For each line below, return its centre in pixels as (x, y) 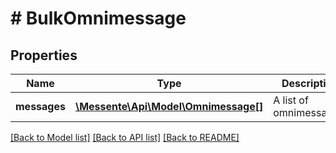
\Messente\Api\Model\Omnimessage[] (169, 106)
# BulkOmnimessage (98, 18)
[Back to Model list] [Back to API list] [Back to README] (125, 137)
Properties (44, 55)
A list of (291, 100)
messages (40, 106)
